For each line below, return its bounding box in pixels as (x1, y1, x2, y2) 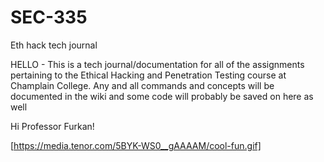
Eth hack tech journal (10, 39, 98, 51)
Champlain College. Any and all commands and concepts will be (10, 79, 275, 91)
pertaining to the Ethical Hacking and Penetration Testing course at (10, 69, 287, 81)
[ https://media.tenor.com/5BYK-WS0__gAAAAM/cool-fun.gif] (10, 139, 262, 151)
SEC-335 (10, 6, 88, 29)
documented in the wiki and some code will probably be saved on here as (10, 90, 314, 102)
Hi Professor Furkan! (10, 120, 95, 132)
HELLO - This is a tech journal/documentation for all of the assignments (10, 58, 305, 70)
